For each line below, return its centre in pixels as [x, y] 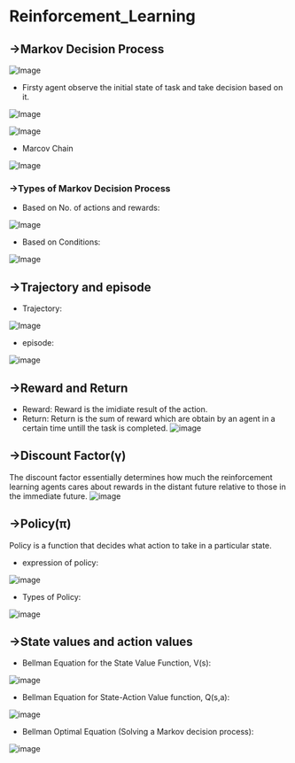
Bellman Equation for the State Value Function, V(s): [116, 663]
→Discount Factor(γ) [68, 456]
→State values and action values [101, 641]
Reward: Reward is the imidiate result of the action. [115, 409]
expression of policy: [60, 562]
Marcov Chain [47, 148]
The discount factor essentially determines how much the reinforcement [141, 477]
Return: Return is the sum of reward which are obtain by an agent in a [149, 418]
